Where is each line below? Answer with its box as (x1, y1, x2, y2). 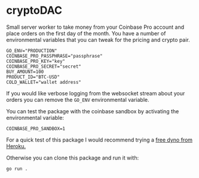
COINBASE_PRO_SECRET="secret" (6, 64, 82, 70)
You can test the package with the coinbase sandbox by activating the (6, 107, 179, 114)
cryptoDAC (6, 4, 63, 17)
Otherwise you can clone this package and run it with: (6, 154, 139, 161)
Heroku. (6, 142, 26, 150)
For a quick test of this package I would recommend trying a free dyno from (6, 136, 193, 143)
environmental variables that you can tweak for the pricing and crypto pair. (6, 36, 190, 43)
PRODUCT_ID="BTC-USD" (6, 74, 60, 80)
